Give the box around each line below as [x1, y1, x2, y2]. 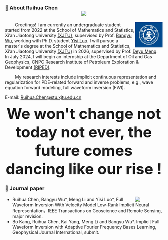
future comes [35, 141, 133, 160]
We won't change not [6, 104, 161, 123]
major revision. [12, 213, 43, 219]
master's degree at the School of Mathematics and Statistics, [5, 43, 131, 49]
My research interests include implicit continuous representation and [14, 74, 156, 80]
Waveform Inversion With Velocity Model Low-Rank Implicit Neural [12, 202, 149, 208]
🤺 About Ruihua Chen [5, 4, 58, 11]
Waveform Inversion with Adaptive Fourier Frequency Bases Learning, [12, 224, 156, 230]
